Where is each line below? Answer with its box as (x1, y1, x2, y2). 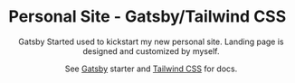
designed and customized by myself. (82, 45, 220, 56)
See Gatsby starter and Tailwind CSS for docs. (64, 63, 238, 74)
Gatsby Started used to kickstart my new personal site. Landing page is (18, 36, 284, 47)
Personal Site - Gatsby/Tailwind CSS (8, 6, 287, 27)
